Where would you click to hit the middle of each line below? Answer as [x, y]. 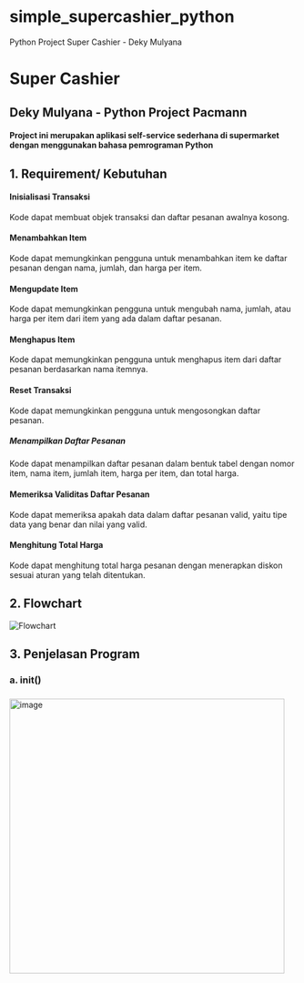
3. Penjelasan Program [75, 654]
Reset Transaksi [41, 390]
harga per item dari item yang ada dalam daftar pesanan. [116, 319]
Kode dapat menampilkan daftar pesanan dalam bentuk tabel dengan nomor [152, 464]
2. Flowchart [46, 604]
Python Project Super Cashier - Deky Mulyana [96, 42]
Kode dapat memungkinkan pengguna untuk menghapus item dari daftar [146, 360]
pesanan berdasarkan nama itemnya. [79, 370]
